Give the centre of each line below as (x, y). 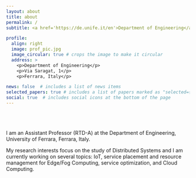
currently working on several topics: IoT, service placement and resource (94, 156)
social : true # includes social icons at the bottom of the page (88, 98)
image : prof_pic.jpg (36, 49)
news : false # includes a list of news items (64, 87)
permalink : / (22, 22)
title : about (22, 17)
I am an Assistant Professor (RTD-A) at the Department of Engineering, (91, 132)
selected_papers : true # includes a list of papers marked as (83, 92)
